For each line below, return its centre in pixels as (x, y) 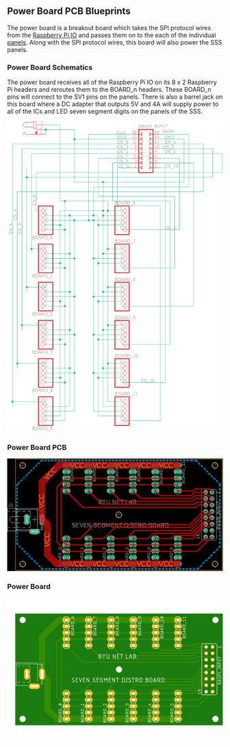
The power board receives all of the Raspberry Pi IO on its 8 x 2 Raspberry (112, 82)
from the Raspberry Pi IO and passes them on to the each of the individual (112, 35)
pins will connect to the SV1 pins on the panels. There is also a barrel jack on (115, 97)
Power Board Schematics (50, 67)
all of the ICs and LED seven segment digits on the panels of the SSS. (105, 112)
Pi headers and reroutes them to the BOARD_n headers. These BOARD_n (109, 90)
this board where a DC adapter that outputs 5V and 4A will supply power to (113, 104)
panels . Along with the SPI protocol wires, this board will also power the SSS (115, 42)
